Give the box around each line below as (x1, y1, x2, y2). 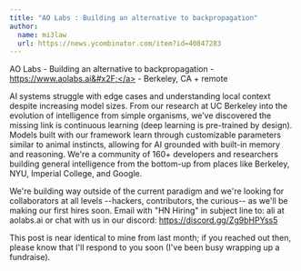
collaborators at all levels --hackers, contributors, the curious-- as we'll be (9, 196, 288, 206)
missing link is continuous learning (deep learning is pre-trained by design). (9, 120, 293, 131)
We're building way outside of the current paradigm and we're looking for (9, 186, 285, 196)
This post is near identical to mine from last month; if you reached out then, (9, 233, 292, 244)
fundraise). (9, 252, 51, 263)
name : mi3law (17, 30, 67, 39)
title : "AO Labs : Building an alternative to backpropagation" (9, 13, 258, 23)
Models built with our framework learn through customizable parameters (9, 129, 282, 141)
